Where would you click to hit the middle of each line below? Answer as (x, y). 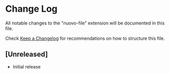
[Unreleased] (27, 54)
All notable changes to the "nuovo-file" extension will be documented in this (85, 23)
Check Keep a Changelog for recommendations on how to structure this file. (85, 38)
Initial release (26, 66)
